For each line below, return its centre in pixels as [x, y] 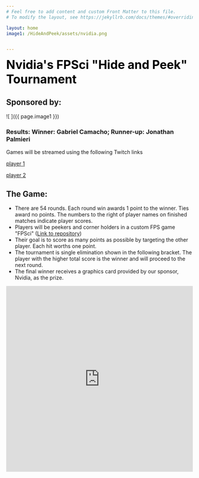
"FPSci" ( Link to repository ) [48, 234]
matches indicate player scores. [54, 221]
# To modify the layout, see [42, 17]
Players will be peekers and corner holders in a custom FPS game [95, 227]
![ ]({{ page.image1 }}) [33, 117]
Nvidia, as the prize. [39, 278]
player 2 [16, 175]
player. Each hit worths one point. [55, 246]
